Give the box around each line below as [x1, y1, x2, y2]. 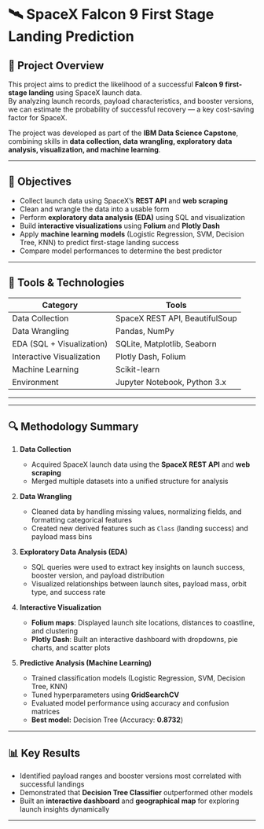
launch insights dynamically [19, 805, 110, 814]
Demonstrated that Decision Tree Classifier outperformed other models [19, 788, 254, 798]
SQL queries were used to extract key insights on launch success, [31, 563, 245, 572]
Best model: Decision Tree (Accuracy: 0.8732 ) [31, 715, 184, 724]
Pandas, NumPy [115, 325, 174, 336]
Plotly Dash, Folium [115, 350, 186, 361]
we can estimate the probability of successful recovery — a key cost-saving [8, 105, 255, 114]
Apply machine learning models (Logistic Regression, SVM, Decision [19, 229, 245, 239]
